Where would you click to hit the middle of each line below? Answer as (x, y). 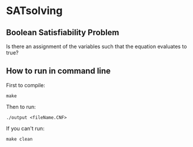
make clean (19, 139)
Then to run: (21, 107)
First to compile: (26, 85)
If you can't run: (25, 128)
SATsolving (34, 11)
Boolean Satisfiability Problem (63, 33)
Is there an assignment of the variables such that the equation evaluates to (96, 46)
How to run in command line (58, 71)
